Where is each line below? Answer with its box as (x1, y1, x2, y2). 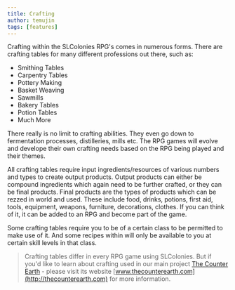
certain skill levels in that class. (7, 239, 97, 247)
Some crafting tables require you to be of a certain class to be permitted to (7, 224, 223, 232)
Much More (17, 116, 51, 124)
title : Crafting (7, 10, 55, 18)
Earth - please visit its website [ (24, 268, 116, 276)
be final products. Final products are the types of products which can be (7, 187, 217, 197)
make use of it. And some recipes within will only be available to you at (7, 231, 212, 239)
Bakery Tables (17, 101, 60, 110)
